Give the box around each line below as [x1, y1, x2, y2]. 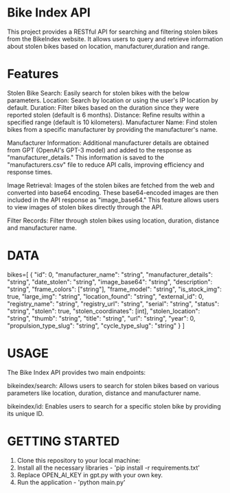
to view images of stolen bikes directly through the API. [7, 203, 163, 211]
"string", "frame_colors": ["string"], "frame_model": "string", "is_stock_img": [7, 285, 222, 293]
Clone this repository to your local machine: [16, 456, 141, 464]
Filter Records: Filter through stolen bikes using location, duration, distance [7, 216, 220, 225]
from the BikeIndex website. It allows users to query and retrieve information [7, 34, 223, 43]
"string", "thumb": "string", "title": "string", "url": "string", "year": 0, [7, 314, 196, 322]
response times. [7, 168, 53, 176]
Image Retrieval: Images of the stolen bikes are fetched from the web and [7, 181, 215, 190]
